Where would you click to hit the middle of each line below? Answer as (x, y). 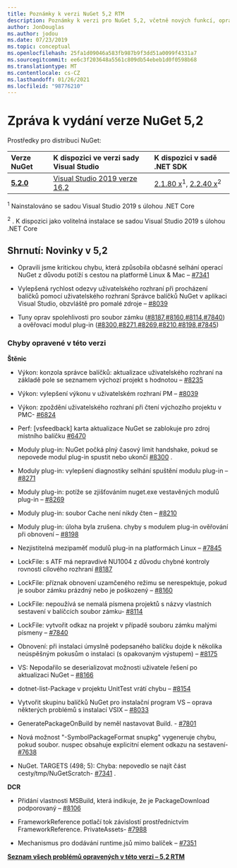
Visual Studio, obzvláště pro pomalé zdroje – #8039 (92, 303)
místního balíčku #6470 (52, 435)
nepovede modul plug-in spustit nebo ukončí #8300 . (95, 457)
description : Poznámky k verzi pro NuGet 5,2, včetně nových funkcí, (112, 20)
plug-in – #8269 (41, 499)
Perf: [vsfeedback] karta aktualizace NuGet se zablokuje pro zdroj (114, 428)
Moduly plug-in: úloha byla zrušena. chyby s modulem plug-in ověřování (123, 526)
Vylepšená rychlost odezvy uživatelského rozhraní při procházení (113, 289)
